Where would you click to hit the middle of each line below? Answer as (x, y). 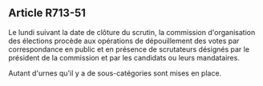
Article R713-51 (47, 13)
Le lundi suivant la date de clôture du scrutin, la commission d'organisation (132, 32)
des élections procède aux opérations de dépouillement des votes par (124, 41)
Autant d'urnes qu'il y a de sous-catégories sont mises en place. (115, 73)
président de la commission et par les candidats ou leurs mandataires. (124, 57)
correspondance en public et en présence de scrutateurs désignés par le (129, 49)
